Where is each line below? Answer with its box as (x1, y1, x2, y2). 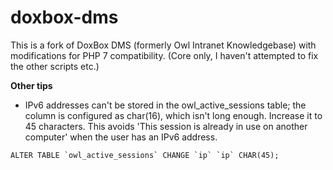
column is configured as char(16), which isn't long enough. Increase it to (24, 109, 323, 121)
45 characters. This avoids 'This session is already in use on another (24, 120, 308, 132)
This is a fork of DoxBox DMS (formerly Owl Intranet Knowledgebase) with (10, 39, 317, 51)
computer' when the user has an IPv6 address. (24, 131, 218, 143)
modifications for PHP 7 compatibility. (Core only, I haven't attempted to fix (10, 49, 319, 61)
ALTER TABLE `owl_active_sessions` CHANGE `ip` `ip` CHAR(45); (10, 150, 280, 160)
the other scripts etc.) (10, 60, 100, 72)
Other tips (10, 79, 53, 91)
